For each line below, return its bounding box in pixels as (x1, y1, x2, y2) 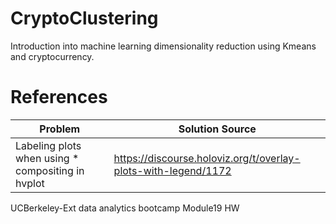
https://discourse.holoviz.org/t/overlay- (113, 151, 301, 165)
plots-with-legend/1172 (113, 163, 232, 177)
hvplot (15, 176, 45, 190)
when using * (15, 151, 80, 165)
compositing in (15, 163, 85, 177)
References (10, 86, 108, 109)
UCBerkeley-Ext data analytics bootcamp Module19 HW (10, 202, 240, 214)
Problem (39, 122, 81, 136)
